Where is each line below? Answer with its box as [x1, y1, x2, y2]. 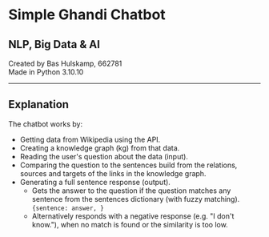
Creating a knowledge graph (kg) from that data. [19, 143, 180, 153]
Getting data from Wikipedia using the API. [19, 135, 161, 144]
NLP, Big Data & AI [8, 38, 100, 51]
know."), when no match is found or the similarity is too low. [31, 219, 228, 229]
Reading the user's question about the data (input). [19, 151, 188, 161]
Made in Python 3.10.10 [8, 67, 84, 77]
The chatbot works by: [8, 118, 82, 129]
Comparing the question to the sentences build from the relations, [19, 160, 238, 170]
